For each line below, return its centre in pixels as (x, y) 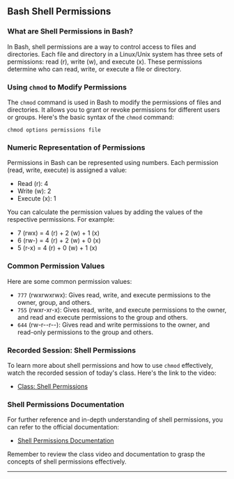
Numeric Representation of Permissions (76, 148)
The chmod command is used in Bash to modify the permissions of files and (114, 102)
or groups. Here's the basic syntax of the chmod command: (91, 117)
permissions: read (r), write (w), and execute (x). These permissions (105, 62)
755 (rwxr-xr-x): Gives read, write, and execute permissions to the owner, (122, 310)
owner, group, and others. (54, 302)
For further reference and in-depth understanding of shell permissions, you (115, 420)
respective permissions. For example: (61, 220)
